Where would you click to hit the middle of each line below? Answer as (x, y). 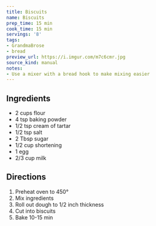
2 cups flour (30, 113)
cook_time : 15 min (29, 29)
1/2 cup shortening (38, 145)
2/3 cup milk (31, 158)
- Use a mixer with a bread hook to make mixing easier (78, 74)
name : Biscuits (25, 18)
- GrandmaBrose (25, 46)
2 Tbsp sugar (32, 139)
